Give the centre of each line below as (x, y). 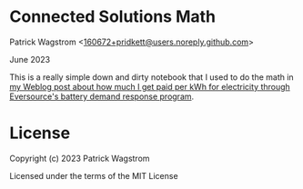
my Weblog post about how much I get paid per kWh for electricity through (150, 86)
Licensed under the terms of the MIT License (94, 175)
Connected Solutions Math (113, 17)
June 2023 (30, 59)
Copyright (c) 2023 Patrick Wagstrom (80, 158)
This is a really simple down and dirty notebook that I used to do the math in (151, 77)
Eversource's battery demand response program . (102, 96)
